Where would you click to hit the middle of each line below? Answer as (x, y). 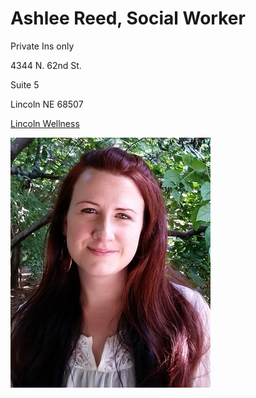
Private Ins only (42, 46)
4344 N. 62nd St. (46, 65)
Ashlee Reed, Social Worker (128, 18)
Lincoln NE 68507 (47, 104)
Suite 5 (25, 84)
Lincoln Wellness (45, 123)
